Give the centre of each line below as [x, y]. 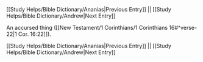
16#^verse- [183, 28]
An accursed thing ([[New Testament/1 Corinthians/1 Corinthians [87, 28]
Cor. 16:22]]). [35, 34]
